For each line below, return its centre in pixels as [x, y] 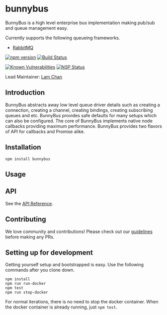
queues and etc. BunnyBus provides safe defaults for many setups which [81, 115]
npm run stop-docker [27, 292]
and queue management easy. [37, 28]
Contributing [26, 219]
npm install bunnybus [28, 159]
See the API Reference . [29, 203]
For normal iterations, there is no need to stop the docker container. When [82, 302]
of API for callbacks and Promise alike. [45, 131]
